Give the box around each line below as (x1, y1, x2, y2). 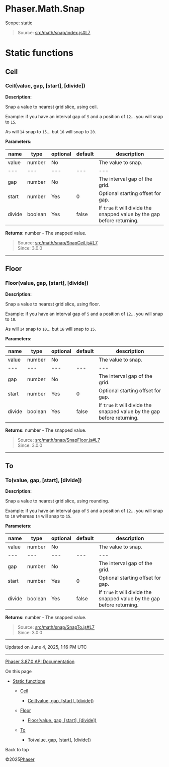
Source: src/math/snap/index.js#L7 (17, 29, 91, 35)
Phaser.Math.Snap (5, 3, 85, 15)
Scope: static (5, 20, 33, 26)
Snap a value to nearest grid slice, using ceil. (5, 104, 98, 110)
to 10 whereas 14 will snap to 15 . (5, 513, 72, 519)
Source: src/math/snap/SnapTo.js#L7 (17, 624, 95, 630)
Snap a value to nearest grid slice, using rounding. (5, 498, 110, 504)
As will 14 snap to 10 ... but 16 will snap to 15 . (5, 326, 97, 332)
